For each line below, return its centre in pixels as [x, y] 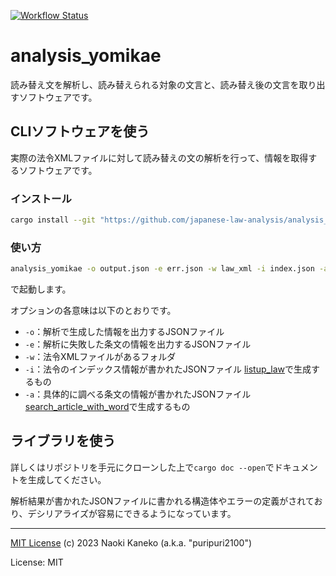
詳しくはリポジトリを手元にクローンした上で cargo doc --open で [142, 467]
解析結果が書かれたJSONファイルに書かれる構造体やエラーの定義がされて [162, 501]
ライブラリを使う [63, 441]
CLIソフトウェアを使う [80, 131]
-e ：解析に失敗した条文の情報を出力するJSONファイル [138, 344]
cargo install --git [53, 220]
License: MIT [37, 562]
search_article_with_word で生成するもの [107, 407]
